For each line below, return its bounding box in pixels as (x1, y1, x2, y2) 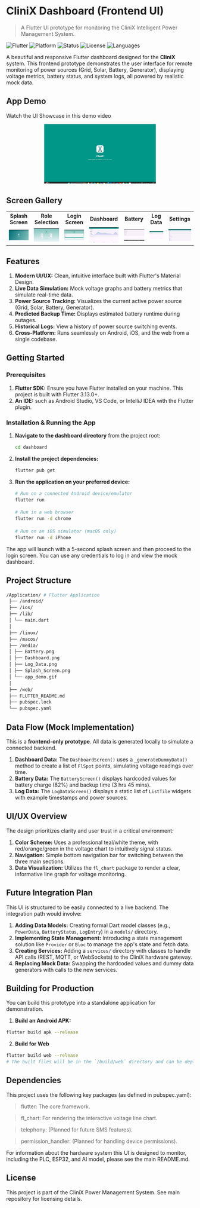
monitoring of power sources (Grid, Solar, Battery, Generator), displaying (6, 66, 185, 73)
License (6, 1173, 36, 1183)
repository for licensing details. (6, 1195, 82, 1202)
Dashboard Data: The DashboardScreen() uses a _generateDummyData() (14, 756, 188, 763)
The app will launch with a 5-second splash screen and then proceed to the (6, 545, 192, 552)
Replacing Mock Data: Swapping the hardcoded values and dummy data (14, 959, 194, 967)
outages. (14, 317, 37, 324)
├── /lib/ (8, 611, 33, 617)
